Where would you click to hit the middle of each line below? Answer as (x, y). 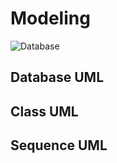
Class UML (44, 111)
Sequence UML (59, 145)
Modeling (50, 18)
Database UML (57, 77)
